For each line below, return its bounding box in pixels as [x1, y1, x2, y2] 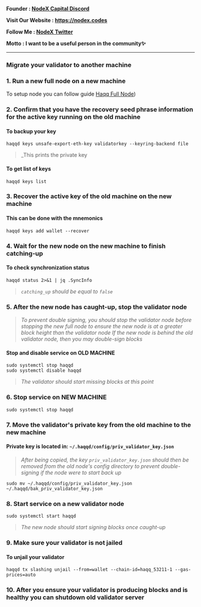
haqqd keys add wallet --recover [6, 227, 90, 234]
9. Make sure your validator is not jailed [6, 538, 123, 547]
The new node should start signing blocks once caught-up [20, 524, 166, 531]
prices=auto [6, 572, 36, 578]
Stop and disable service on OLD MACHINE [6, 349, 115, 356]
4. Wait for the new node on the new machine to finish [6, 242, 166, 250]
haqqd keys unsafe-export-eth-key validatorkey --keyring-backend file [6, 141, 188, 147]
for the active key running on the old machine [6, 113, 141, 122]
